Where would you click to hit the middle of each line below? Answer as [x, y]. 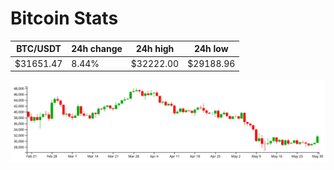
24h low [211, 49]
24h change [97, 49]
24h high [155, 49]
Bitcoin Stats [64, 18]
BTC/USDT [39, 49]
